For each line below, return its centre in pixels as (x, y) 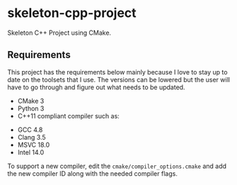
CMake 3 (31, 101)
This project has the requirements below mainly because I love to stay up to (117, 72)
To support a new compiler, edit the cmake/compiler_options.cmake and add (117, 166)
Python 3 (31, 108)
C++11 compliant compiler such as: (69, 116)
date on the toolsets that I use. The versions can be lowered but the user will (118, 79)
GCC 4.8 (30, 130)
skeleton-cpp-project (72, 13)
